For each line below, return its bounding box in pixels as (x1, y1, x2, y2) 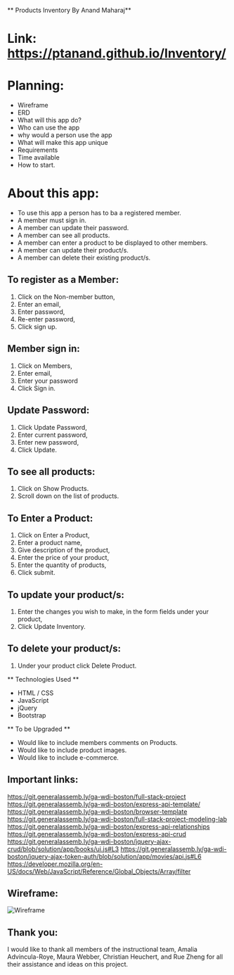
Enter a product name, (17, 538, 83, 547)
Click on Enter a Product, (17, 531, 90, 540)
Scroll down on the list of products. (17, 492, 119, 500)
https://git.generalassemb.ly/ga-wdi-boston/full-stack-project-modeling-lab (7, 815, 227, 823)
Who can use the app (17, 123, 80, 132)
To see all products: (7, 466, 96, 478)
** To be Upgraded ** (7, 725, 70, 733)
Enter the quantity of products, (17, 561, 107, 569)
